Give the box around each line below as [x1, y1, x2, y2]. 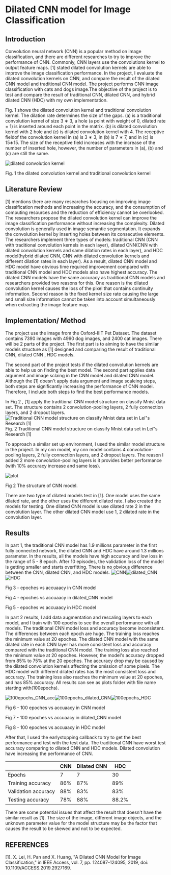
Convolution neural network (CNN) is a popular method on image [5, 48, 141, 54]
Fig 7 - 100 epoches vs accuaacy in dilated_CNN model [5, 715, 121, 721]
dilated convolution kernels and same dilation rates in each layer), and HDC [5, 247, 163, 253]
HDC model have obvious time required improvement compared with [5, 263, 149, 270]
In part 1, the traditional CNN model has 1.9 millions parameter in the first [5, 542, 157, 548]
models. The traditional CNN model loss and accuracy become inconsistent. [5, 625, 165, 631]
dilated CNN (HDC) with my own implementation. [5, 97, 108, 103]
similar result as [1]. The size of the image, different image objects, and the [5, 815, 162, 821]
